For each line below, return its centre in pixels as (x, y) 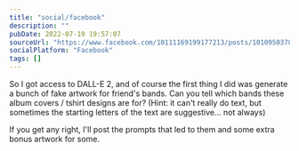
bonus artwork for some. (55, 139)
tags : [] (25, 59)
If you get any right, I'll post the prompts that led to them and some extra (142, 129)
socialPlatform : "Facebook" (61, 51)
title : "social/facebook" (57, 17)
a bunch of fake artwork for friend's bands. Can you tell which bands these (147, 93)
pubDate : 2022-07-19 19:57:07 (65, 34)
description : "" (39, 26)
